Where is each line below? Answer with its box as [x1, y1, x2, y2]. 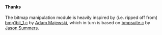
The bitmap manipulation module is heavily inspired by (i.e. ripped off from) [5, 15, 158, 20]
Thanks [5, 4, 21, 10]
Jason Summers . [5, 25, 39, 31]
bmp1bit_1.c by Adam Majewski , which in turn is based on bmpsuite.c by [5, 20, 151, 26]
